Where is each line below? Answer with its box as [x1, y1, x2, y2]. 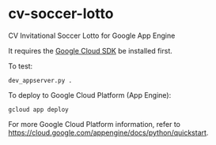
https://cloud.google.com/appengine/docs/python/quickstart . [8, 128, 209, 137]
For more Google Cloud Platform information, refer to [8, 119, 180, 128]
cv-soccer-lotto [8, 5, 114, 23]
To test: [8, 61, 33, 71]
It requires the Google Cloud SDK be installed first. [8, 46, 172, 55]
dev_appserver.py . [8, 76, 73, 84]
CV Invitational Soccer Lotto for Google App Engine [8, 31, 176, 40]
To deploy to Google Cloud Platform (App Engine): [8, 90, 172, 99]
